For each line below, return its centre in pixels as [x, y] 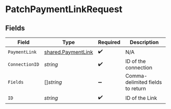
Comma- [136, 76]
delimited [136, 82]
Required [109, 42]
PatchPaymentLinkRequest [64, 9]
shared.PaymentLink [68, 52]
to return [136, 88]
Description [144, 42]
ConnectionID [24, 64]
